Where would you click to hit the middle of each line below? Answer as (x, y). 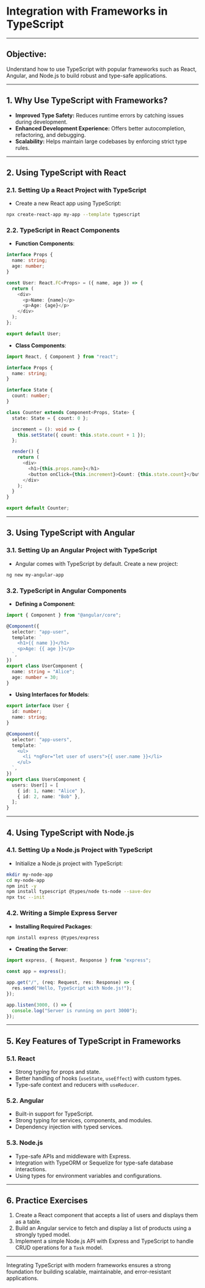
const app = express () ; (37, 972)
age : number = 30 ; (35, 677)
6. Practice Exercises (47, 1201)
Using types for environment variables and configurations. (88, 1175)
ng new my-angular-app (35, 575)
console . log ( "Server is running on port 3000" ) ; (75, 1010)
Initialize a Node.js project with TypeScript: (69, 863)
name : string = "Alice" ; (43, 672)
